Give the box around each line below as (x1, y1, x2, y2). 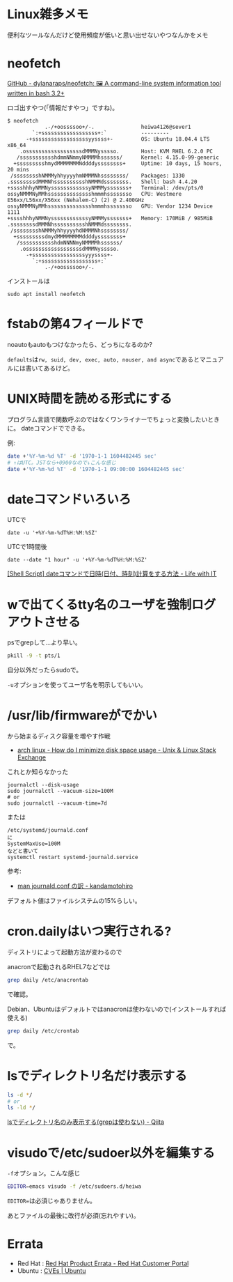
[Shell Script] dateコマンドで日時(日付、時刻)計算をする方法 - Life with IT (7, 569, 217, 578)
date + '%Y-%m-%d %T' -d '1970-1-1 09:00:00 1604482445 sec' (7, 465, 186, 472)
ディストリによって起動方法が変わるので (7, 948, 122, 956)
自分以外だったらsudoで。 (7, 666, 83, 674)
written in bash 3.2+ (7, 88, 65, 98)
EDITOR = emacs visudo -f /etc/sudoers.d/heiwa (7, 1183, 141, 1190)
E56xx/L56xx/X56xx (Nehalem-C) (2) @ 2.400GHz (7, 196, 145, 203)
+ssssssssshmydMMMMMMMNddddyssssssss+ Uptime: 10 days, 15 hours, (13, 160, 223, 167)
